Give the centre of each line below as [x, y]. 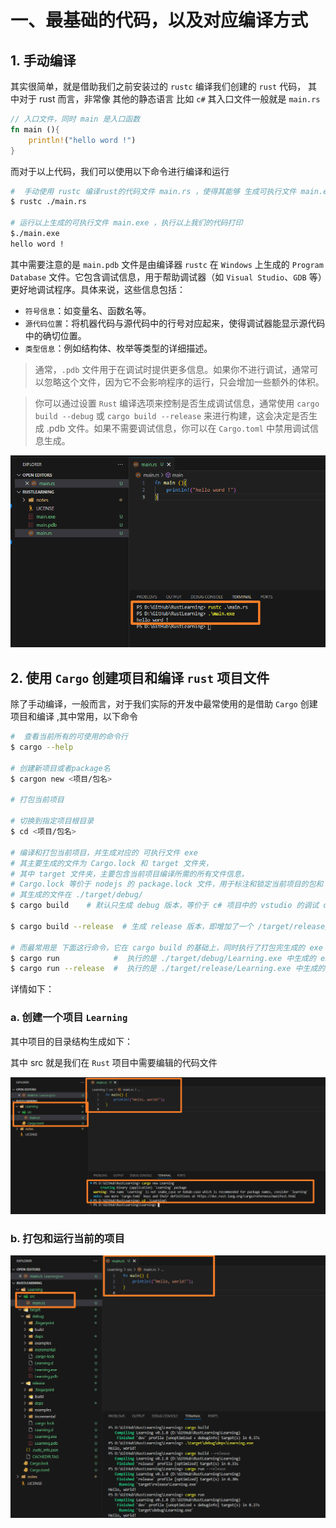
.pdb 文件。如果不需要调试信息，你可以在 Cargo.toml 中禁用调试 [178, 428]
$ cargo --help [42, 747]
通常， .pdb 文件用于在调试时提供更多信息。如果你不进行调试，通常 [172, 369]
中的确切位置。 [55, 335]
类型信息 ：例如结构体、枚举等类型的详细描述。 [118, 348]
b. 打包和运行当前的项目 [67, 1239]
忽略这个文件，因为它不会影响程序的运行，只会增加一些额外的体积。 [184, 382]
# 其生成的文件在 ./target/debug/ [77, 895]
